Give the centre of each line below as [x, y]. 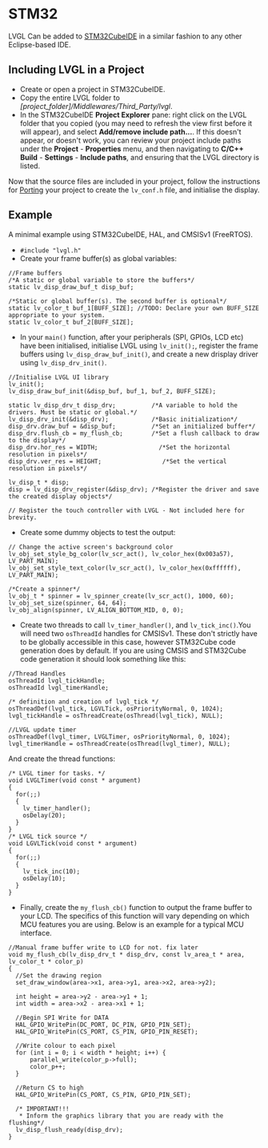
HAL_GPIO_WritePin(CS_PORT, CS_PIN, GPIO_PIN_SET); [104, 1094]
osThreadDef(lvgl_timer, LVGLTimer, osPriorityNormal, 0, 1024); [119, 737]
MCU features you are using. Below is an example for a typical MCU [132, 924]
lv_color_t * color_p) [46, 961]
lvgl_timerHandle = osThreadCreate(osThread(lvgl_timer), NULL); [119, 743]
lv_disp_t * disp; [39, 482]
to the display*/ [37, 440]
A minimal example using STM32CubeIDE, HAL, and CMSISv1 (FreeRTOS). [131, 234]
